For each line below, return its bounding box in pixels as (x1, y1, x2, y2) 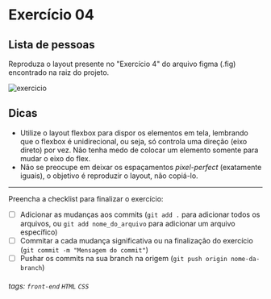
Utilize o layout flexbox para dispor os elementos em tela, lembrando (19, 127, 248, 138)
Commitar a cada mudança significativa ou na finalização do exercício (19, 235, 254, 245)
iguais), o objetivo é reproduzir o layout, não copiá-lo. (19, 171, 199, 181)
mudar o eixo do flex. (19, 153, 91, 163)
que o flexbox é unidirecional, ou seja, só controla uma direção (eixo (19, 136, 248, 146)
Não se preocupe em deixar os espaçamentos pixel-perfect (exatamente (19, 162, 262, 172)
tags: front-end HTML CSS (8, 280, 90, 291)
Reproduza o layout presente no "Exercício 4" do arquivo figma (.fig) (8, 59, 236, 69)
